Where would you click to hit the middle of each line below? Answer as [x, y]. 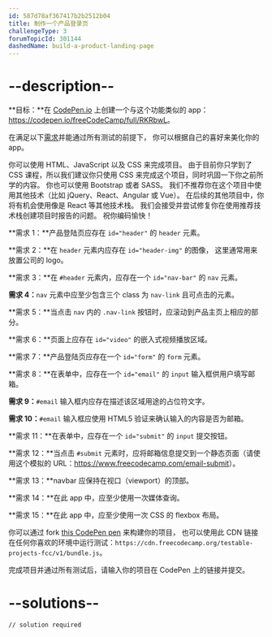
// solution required [45, 625]
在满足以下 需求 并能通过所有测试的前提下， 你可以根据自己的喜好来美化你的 [134, 137]
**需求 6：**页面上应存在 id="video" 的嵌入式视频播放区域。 [110, 340]
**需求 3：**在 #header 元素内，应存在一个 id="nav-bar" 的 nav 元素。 [125, 278]
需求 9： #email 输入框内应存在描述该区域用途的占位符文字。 [109, 401]
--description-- [62, 87]
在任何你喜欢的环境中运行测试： [62, 543]
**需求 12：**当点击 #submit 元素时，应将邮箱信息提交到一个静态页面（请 [131, 453]
